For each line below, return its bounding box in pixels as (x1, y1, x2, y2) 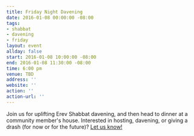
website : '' (6, 83, 36, 89)
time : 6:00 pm (6, 65, 43, 72)
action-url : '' (6, 93, 45, 100)
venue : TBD (6, 71, 34, 77)
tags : (6, 20, 20, 26)
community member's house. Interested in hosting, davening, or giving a (6, 117, 188, 124)
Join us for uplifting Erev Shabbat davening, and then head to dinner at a (6, 110, 189, 117)
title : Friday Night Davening (6, 8, 83, 15)
